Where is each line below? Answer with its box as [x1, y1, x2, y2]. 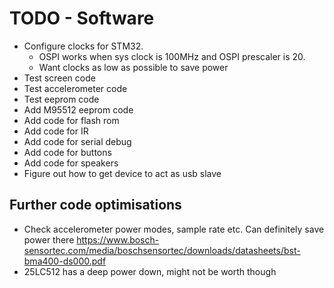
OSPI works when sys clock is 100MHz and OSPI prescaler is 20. [38, 50, 306, 62]
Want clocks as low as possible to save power [38, 61, 229, 73]
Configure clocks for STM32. [23, 40, 144, 52]
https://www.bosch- [76, 233, 160, 246]
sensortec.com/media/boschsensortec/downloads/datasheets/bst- [23, 244, 301, 256]
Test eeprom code [23, 93, 100, 105]
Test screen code [23, 72, 96, 84]
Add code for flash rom [23, 114, 120, 126]
